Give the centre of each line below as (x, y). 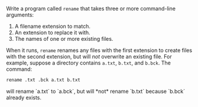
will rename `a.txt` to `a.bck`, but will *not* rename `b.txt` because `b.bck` (96, 91)
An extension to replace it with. (52, 33)
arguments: (20, 15)
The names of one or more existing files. (64, 39)
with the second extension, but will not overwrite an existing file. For (89, 56)
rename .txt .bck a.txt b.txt (43, 80)
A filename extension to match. (52, 26)
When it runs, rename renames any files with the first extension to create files (99, 50)
